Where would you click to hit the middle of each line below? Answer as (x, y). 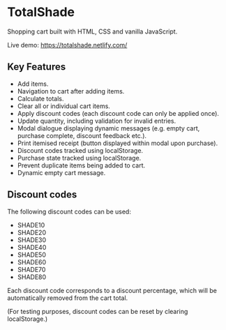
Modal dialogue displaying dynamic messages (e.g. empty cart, (108, 128)
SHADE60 (32, 262)
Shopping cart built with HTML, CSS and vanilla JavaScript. (92, 31)
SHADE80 (32, 277)
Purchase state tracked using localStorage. (79, 158)
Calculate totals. (40, 98)
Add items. (33, 84)
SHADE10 (31, 225)
